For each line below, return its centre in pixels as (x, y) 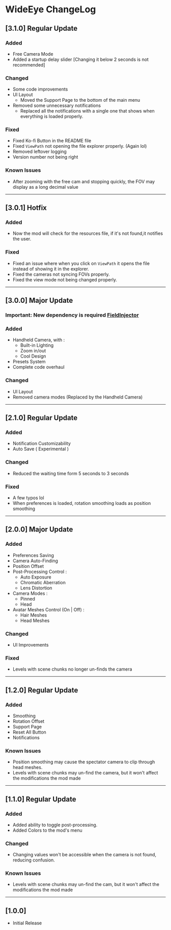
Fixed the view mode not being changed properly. (65, 279)
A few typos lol (28, 498)
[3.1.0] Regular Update (41, 28)
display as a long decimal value (46, 187)
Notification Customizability (42, 444)
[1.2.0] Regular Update (42, 690)
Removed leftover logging (40, 151)
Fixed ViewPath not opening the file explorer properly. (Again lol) (80, 146)
